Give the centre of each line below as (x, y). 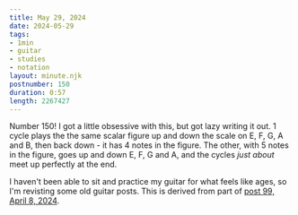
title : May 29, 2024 (48, 17)
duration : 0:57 (38, 92)
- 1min (22, 43)
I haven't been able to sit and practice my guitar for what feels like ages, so (148, 182)
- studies (28, 59)
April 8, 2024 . (35, 201)
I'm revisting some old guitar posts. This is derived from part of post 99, (142, 191)
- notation (30, 68)
